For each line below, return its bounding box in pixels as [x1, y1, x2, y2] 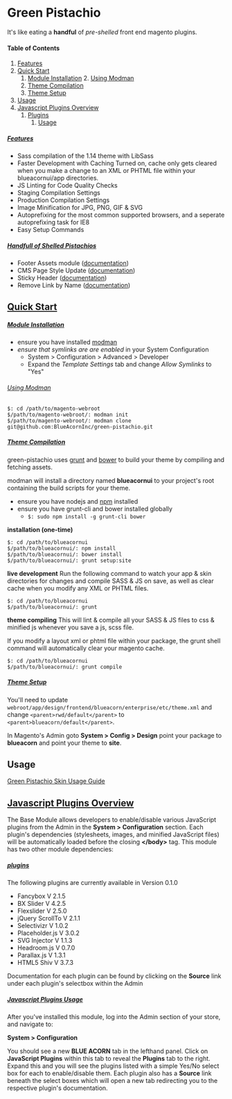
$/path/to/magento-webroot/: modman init [7, 411, 129, 418]
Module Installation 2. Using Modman [27, 74, 134, 83]
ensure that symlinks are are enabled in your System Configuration [17, 345, 209, 354]
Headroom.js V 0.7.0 [17, 943, 75, 952]
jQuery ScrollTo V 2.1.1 [17, 914, 81, 923]
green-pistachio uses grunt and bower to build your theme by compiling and [7, 455, 225, 463]
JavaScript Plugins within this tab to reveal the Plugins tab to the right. [7, 1055, 211, 1063]
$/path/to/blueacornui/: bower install [7, 551, 123, 558]
